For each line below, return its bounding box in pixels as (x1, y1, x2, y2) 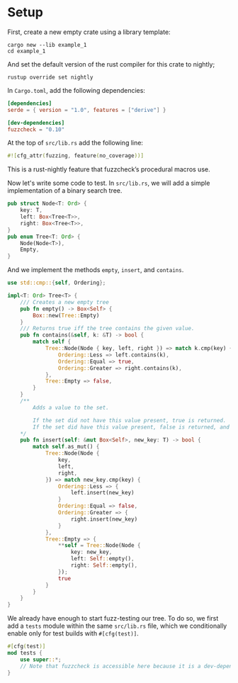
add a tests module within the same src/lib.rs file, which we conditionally (7, 621, 227, 631)
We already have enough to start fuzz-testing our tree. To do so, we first (7, 614, 219, 623)
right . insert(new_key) (70, 515, 138, 523)
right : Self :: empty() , (70, 562, 138, 569)
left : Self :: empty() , (70, 555, 135, 563)
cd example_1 (7, 47, 46, 55)
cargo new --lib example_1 (7, 41, 87, 48)
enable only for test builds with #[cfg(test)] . (7, 629, 140, 638)
